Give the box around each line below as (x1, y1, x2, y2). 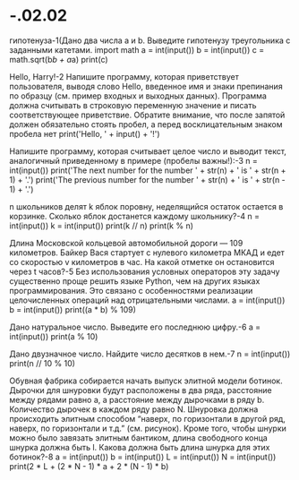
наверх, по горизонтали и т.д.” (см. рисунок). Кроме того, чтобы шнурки (9, 423, 286, 433)
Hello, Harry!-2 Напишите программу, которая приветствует (9, 71, 239, 81)
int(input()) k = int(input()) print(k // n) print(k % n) (9, 220, 194, 231)
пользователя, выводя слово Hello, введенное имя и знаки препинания (9, 81, 284, 91)
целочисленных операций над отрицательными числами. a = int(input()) (9, 295, 286, 305)
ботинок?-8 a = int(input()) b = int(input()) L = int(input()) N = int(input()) (9, 451, 277, 462)
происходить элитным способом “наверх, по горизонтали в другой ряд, (9, 413, 286, 424)
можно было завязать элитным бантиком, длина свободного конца (9, 432, 269, 443)
